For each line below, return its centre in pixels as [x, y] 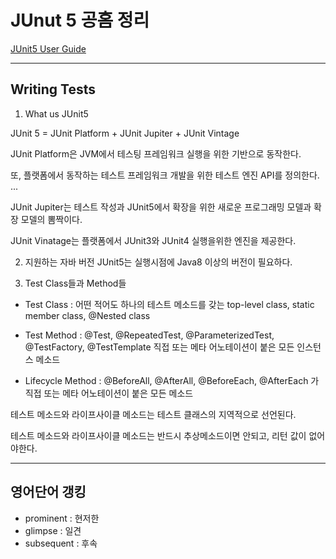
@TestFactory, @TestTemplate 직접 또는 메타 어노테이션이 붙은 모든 [159, 347]
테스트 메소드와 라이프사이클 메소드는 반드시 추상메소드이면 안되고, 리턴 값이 [158, 435]
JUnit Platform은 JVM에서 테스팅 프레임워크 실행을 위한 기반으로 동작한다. [156, 153]
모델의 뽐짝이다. [51, 219]
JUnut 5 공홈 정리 [80, 20]
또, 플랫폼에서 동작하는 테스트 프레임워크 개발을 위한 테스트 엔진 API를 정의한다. [165, 175]
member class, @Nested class [87, 315]
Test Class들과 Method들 [75, 283]
